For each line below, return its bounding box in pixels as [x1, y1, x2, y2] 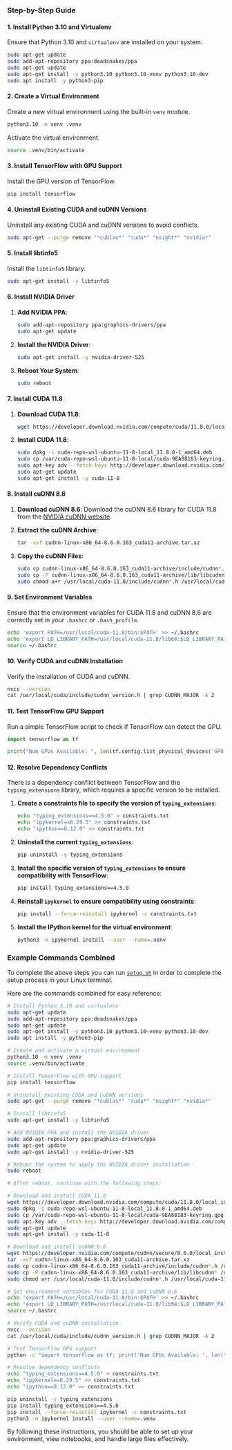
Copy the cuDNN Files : [17, 552, 84, 560]
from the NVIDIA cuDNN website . [17, 512, 112, 521]
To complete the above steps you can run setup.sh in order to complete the [7, 968, 222, 976]
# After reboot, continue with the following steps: [7, 1180, 162, 1187]
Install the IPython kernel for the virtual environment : [17, 922, 173, 931]
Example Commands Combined [7, 953, 115, 963]
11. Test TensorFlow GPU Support [7, 707, 105, 715]
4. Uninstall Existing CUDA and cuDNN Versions [7, 205, 147, 214]
